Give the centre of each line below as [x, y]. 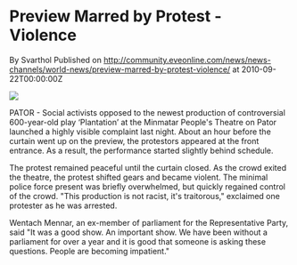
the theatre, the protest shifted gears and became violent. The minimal [139, 177]
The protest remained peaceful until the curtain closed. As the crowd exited [148, 167]
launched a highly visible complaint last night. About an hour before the [140, 132]
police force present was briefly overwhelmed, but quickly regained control [148, 186]
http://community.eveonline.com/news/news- [188, 60]
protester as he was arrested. [63, 205]
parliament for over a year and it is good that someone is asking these [137, 241]
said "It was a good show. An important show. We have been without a [138, 232]
